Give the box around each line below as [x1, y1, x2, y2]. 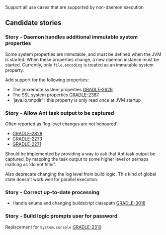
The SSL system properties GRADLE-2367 [12, 92, 99, 98]
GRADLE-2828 [12, 130, 43, 136]
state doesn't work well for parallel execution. [5, 176, 98, 182]
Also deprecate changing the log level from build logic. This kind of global [5, 171, 157, 177]
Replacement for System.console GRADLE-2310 [5, 224, 102, 230]
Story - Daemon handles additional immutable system [5, 33, 138, 40]
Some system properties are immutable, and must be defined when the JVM [5, 51, 162, 57]
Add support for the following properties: [5, 77, 89, 83]
